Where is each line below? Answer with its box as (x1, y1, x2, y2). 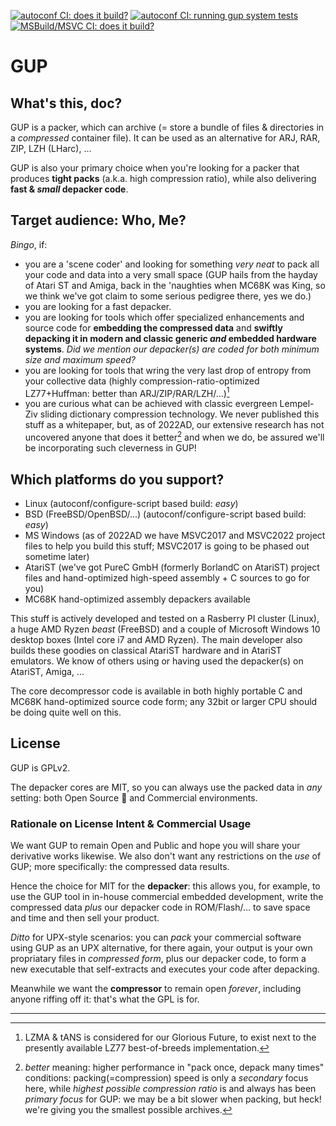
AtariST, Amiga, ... (10, 665, 85, 677)
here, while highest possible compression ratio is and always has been (24, 1083, 317, 1095)
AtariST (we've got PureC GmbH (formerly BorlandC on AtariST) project (24, 561, 320, 573)
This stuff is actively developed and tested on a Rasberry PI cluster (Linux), (10, 612, 320, 624)
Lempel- (279, 398, 315, 410)
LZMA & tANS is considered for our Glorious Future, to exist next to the (24, 1031, 317, 1044)
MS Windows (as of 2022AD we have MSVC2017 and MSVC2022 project (24, 529, 326, 541)
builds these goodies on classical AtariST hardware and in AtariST (10, 644, 282, 656)
